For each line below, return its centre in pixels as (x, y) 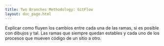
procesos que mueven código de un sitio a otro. (53, 38)
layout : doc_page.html (28, 14)
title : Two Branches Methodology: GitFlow (49, 9)
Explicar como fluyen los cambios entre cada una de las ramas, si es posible (82, 28)
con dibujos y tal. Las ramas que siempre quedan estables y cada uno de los (82, 33)
